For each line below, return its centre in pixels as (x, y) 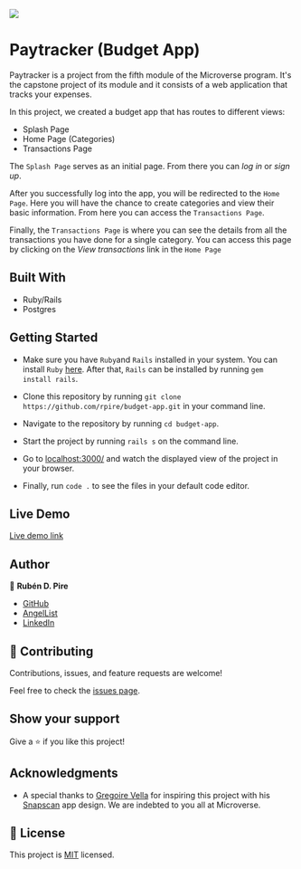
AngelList (40, 613)
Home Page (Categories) (69, 138)
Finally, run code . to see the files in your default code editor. (136, 485)
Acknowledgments (64, 774)
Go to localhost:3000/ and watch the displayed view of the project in (150, 458)
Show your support (65, 719)
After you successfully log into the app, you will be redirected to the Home (145, 193)
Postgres (39, 309)
